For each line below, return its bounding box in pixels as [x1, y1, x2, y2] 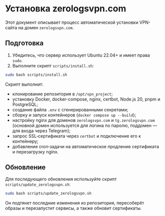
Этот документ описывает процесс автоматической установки [5, 19, 138, 25]
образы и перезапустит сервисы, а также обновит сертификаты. [5, 205, 142, 211]
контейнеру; [12, 138, 39, 144]
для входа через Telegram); [12, 127, 71, 134]
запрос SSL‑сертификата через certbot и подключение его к [12, 133, 141, 139]
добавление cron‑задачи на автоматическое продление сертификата [12, 143, 159, 149]
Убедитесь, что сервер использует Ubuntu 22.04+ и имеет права [12, 52, 150, 58]
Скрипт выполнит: [5, 81, 43, 87]
